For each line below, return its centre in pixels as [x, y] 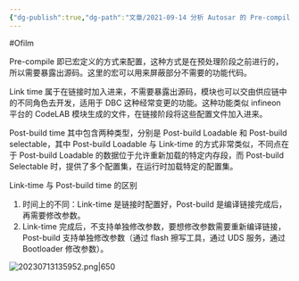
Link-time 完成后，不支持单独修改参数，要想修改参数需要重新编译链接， [154, 226]
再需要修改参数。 [54, 215]
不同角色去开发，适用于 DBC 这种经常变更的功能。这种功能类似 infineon [149, 103]
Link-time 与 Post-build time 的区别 [74, 185]
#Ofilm [21, 43]
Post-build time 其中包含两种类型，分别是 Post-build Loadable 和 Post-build [148, 132]
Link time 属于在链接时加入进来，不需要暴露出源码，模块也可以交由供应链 [144, 91]
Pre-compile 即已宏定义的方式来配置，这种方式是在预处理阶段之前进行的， [146, 61]
